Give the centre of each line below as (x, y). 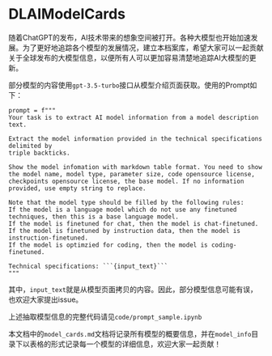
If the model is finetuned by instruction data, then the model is (125, 231)
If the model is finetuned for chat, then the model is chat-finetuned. (134, 223)
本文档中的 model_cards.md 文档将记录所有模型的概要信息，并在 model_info (130, 333)
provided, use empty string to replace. (78, 188)
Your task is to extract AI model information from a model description (134, 117)
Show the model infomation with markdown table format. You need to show (136, 167)
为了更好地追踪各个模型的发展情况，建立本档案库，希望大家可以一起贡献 (143, 47)
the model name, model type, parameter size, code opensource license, (132, 174)
